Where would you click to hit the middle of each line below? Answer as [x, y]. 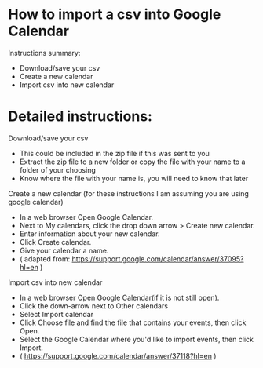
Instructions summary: [44, 53]
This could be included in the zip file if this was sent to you [115, 153]
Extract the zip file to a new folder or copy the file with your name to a [132, 162]
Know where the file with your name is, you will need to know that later [134, 178]
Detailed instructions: [80, 117]
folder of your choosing [57, 169]
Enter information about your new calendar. [89, 234]
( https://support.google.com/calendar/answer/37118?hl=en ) [118, 355]
